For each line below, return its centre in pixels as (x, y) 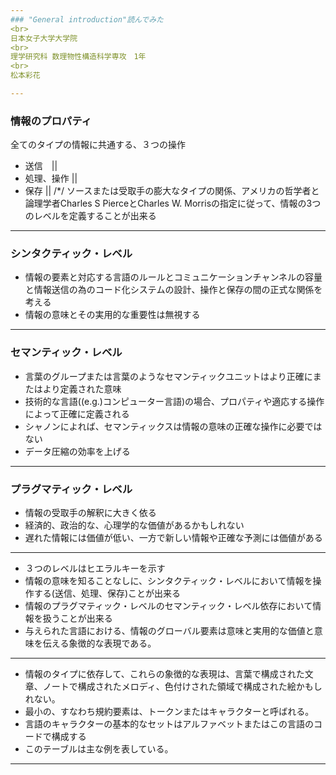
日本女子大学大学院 (44, 38)
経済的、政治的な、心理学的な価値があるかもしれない (134, 525)
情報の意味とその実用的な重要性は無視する (112, 315)
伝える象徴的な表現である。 (99, 643)
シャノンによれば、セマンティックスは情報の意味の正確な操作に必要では (173, 426)
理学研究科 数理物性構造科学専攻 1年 (78, 57)
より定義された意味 (82, 388)
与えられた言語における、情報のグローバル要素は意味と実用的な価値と (169, 631)
